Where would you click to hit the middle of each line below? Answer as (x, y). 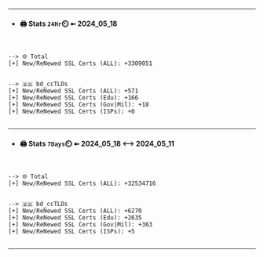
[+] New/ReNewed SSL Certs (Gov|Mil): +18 (79, 105)
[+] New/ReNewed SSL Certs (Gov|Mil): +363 (81, 225)
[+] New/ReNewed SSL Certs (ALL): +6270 (75, 211)
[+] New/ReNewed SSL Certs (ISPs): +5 (71, 232)
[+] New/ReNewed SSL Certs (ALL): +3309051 (81, 63)
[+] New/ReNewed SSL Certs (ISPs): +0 (71, 112)
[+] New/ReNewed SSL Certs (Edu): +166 (73, 98)
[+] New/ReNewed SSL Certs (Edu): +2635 (75, 218)
